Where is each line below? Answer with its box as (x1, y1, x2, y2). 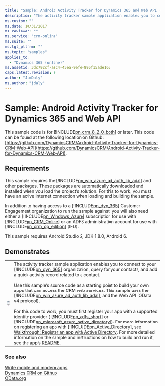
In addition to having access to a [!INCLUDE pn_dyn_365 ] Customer (5, 202, 141, 209)
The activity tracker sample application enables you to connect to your (14, 261, 156, 267)
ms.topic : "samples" (5, 49, 48, 54)
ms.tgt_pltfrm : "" (5, 44, 43, 49)
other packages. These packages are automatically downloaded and (5, 183, 144, 189)
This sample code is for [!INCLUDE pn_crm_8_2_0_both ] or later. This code (5, 129, 155, 135)
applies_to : (5, 55, 29, 60)
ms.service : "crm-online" (5, 34, 58, 39)
